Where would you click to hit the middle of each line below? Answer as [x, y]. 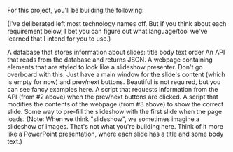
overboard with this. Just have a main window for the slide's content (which [116, 74]
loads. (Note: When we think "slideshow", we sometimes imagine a [104, 119]
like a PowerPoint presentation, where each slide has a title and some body [115, 134]
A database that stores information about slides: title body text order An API [116, 52]
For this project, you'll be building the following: [76, 10]
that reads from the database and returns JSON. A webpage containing [110, 60]
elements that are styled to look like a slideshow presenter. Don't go [105, 67]
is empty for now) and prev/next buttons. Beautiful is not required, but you [114, 82]
